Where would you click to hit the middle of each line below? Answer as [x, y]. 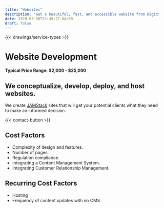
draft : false [18, 23]
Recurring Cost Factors [41, 183]
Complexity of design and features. [48, 147]
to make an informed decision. [36, 110]
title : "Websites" [24, 10]
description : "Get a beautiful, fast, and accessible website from [75, 14]
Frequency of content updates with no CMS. [57, 200]
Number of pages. [31, 152]
